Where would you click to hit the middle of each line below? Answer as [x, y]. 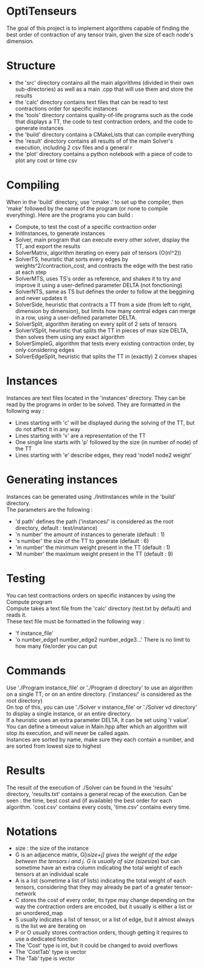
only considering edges [45, 350]
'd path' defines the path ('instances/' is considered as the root [94, 521]
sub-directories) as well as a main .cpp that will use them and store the [104, 89]
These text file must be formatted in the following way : [76, 621]
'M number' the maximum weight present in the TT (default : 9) [94, 554]
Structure [31, 66]
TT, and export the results [47, 246]
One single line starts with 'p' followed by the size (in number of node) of [106, 442]
